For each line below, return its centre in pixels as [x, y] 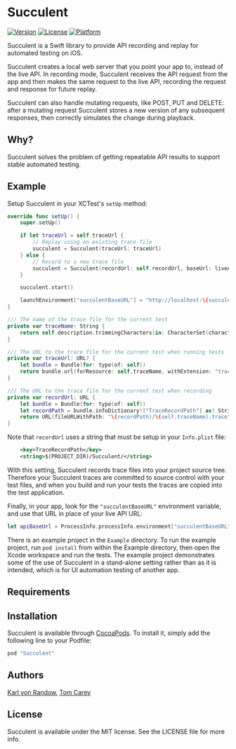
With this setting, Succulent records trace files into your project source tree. [117, 470]
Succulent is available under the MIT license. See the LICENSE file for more [116, 731]
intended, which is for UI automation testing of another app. [94, 570]
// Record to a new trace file [78, 261]
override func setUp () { [44, 216]
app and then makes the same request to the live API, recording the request [117, 81]
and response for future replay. [52, 89]
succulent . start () [47, 287]
